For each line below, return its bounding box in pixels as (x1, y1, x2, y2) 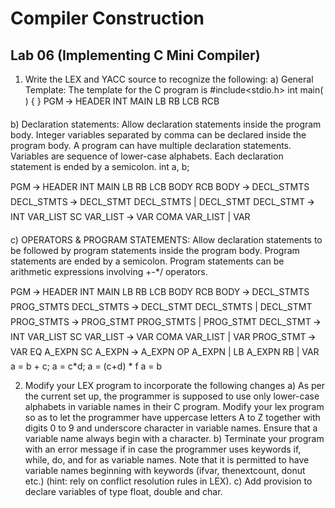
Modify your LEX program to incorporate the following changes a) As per (24, 380, 326, 391)
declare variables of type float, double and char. (24, 486, 223, 497)
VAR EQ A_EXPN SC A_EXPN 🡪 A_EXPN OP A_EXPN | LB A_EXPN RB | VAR (10, 346, 320, 357)
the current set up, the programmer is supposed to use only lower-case (24, 390, 320, 402)
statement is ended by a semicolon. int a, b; (10, 161, 190, 172)
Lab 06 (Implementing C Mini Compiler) (10, 47, 261, 64)
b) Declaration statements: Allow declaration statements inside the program (10, 118, 322, 130)
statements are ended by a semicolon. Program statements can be (10, 255, 285, 267)
